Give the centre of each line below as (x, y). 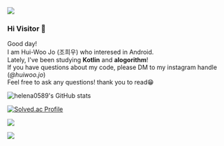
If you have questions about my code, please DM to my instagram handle (112, 67)
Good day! (22, 44)
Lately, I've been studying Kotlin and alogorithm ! (78, 60)
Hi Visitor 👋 (27, 29)
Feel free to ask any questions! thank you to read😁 (81, 82)
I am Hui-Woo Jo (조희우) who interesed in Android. (81, 52)
